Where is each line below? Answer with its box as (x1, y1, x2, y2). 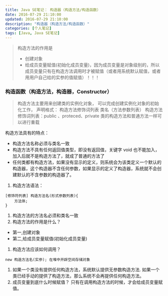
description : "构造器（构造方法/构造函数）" (5, 21, 90, 27)
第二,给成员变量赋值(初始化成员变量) (12, 236, 87, 242)
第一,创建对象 (12, 229, 40, 235)
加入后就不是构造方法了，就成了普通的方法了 (12, 153, 105, 159)
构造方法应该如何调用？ (12, 246, 61, 252)
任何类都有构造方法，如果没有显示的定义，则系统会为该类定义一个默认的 (12, 159, 161, 165)
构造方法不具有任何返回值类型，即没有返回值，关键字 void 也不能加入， (12, 147, 160, 153)
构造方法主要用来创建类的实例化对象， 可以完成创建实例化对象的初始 (17, 101, 159, 107)
